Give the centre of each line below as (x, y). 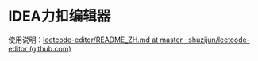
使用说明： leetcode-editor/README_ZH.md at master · (97, 40)
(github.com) (50, 48)
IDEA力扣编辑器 (60, 16)
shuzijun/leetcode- (219, 40)
